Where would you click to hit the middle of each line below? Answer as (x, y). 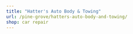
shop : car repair (27, 22)
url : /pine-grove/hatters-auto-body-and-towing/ (67, 17)
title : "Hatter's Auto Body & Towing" (54, 11)
